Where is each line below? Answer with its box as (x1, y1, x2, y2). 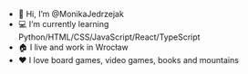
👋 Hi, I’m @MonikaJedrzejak (17, 9, 125, 19)
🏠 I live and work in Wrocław (17, 42, 129, 52)
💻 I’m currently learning (17, 19, 109, 29)
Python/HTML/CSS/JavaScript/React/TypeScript (17, 32, 201, 42)
